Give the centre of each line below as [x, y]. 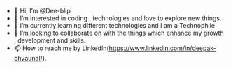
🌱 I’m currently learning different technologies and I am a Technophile [114, 25]
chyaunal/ [28, 58]
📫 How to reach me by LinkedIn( [62, 48]
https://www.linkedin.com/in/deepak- [163, 48]
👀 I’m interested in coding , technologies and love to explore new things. [118, 18]
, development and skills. [50, 40]
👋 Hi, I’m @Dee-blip [42, 11]
